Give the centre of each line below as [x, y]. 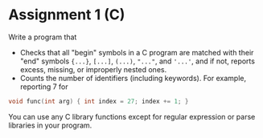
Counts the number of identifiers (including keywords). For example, [133, 78]
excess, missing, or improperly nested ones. [93, 69]
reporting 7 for [44, 87]
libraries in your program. [50, 125]
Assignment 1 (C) [67, 15]
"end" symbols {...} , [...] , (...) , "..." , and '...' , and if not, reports [138, 61]
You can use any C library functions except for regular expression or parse [132, 116]
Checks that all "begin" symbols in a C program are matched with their [137, 52]
